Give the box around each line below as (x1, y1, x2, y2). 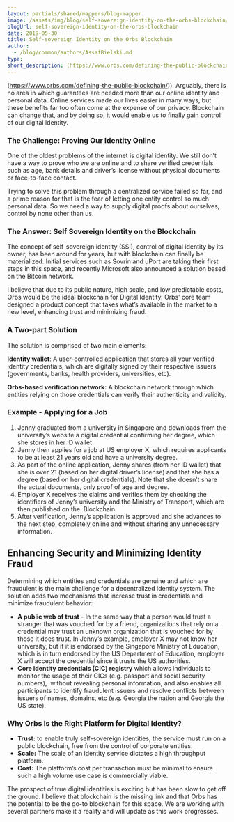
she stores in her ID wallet (17, 438, 93, 447)
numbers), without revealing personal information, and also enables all (17, 678, 221, 687)
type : (7, 56, 23, 63)
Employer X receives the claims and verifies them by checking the (17, 490, 207, 498)
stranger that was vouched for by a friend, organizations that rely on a (17, 619, 219, 628)
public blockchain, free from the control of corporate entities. (17, 741, 193, 750)
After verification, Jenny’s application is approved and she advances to (17, 512, 221, 520)
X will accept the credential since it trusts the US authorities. (17, 656, 191, 665)
